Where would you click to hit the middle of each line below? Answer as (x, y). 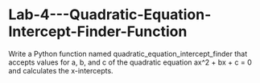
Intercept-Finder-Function (98, 32)
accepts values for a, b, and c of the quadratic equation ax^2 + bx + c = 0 (130, 62)
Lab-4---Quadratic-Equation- (110, 15)
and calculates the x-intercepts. (61, 70)
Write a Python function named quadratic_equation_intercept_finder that (128, 53)
